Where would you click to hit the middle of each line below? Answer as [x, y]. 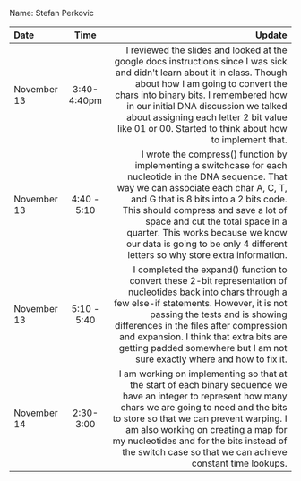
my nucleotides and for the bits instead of [200, 441]
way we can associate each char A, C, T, [202, 188]
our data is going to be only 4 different [206, 244]
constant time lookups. [239, 463]
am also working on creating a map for [206, 429]
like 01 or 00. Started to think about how [202, 129]
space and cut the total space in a [216, 221]
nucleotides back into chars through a [208, 292]
